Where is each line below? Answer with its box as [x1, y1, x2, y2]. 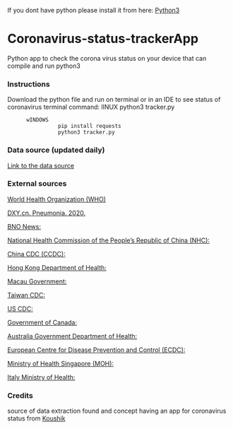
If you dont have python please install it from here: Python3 [7, 6, 180, 14]
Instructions [7, 79, 51, 89]
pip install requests [57, 123, 121, 130]
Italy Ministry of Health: [7, 372, 76, 381]
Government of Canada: [7, 318, 78, 327]
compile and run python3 [7, 61, 81, 70]
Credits [7, 390, 33, 400]
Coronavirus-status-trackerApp [7, 31, 199, 47]
